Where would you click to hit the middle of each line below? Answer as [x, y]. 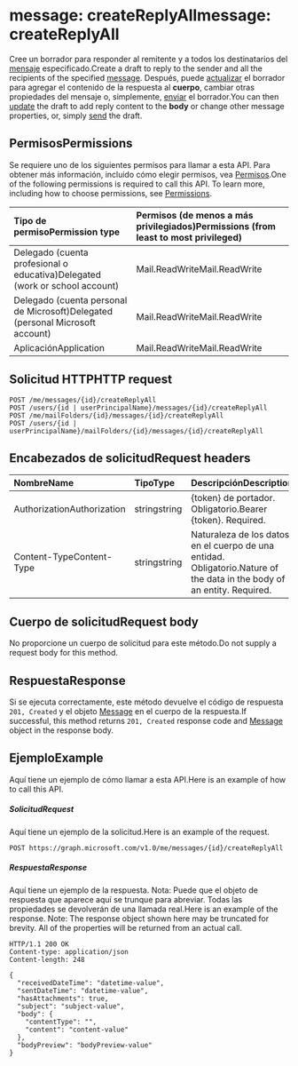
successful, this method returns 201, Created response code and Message [146, 721]
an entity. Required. [231, 590]
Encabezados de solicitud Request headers [130, 458]
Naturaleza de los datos [240, 535]
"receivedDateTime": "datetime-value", [91, 982]
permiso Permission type [67, 232]
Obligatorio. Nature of [235, 568]
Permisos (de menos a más [195, 215]
